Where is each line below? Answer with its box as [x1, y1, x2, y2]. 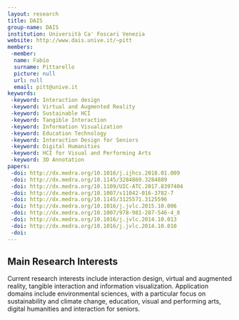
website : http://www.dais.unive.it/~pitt [7, 37, 133, 44]
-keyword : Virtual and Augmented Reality [10, 103, 136, 110]
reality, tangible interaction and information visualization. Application [7, 282, 209, 291]
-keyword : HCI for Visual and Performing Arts [10, 150, 152, 157]
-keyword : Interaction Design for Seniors [10, 136, 139, 143]
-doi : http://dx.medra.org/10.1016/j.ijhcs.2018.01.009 [10, 169, 180, 177]
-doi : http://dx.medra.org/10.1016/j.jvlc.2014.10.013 [10, 216, 177, 223]
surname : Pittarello [14, 63, 75, 71]
